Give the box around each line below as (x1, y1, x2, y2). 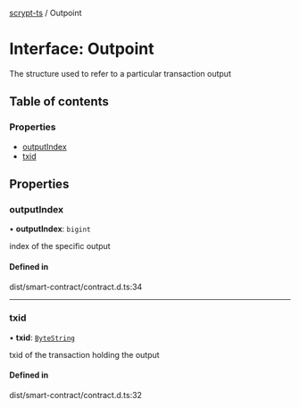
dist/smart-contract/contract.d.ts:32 (9, 390, 143, 401)
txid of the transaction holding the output (9, 349, 160, 360)
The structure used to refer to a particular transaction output (9, 68, 232, 79)
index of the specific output (9, 241, 111, 252)
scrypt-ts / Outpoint (9, 8, 82, 18)
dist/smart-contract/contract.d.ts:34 (9, 281, 143, 292)
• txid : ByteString (9, 332, 76, 343)
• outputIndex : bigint (9, 223, 91, 235)
